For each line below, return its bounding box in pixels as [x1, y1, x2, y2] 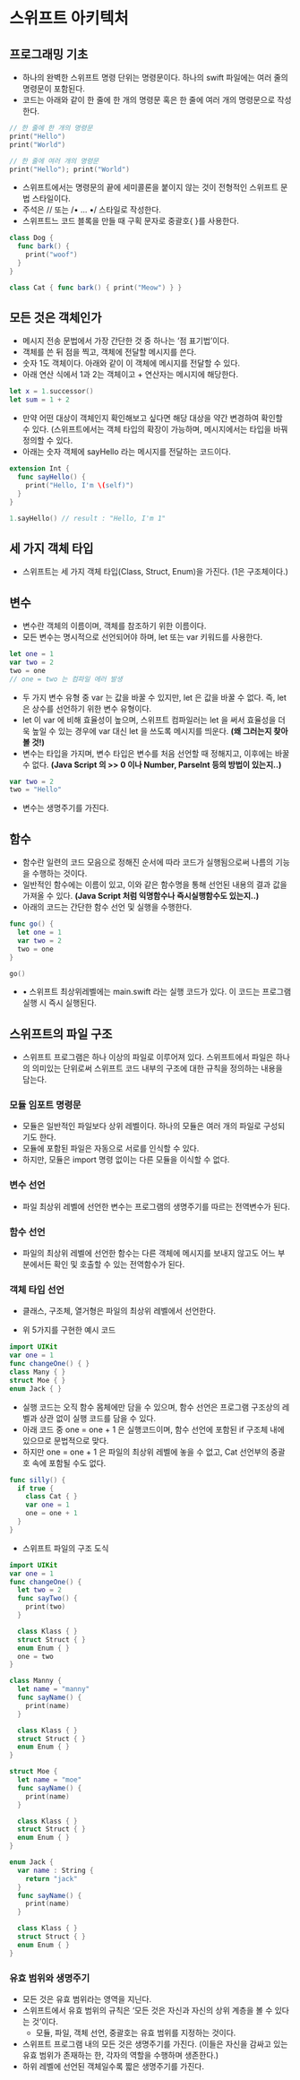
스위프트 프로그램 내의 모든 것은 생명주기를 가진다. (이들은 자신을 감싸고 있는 [21, 2038, 288, 2049]
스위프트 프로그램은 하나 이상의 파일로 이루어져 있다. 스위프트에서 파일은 [21, 1052, 274, 1063]
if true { [17, 1484, 54, 1493]
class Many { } [9, 1368, 66, 1377]
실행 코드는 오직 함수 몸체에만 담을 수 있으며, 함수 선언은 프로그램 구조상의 [21, 1402, 280, 1412]
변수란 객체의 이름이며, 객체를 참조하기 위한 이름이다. [21, 620, 207, 632]
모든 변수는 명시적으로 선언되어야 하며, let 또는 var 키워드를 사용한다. [21, 632, 263, 643]
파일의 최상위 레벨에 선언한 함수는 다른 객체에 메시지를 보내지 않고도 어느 [21, 1247, 276, 1259]
